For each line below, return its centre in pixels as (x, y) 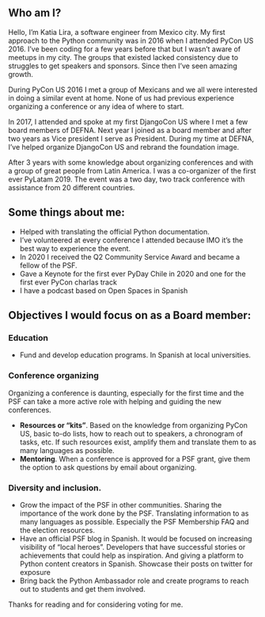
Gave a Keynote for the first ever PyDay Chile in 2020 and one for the (133, 273)
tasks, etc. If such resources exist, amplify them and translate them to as (138, 442)
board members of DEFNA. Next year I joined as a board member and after (130, 130)
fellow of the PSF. (48, 265)
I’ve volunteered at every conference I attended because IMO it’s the (131, 240)
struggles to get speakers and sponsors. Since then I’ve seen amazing (123, 66)
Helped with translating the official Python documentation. (114, 231)
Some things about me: (66, 213)
